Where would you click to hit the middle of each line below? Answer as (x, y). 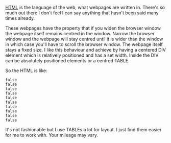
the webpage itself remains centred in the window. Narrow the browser (80, 33)
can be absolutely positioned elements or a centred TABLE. (68, 61)
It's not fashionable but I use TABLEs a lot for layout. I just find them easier (83, 129)
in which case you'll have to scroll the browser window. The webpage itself (84, 44)
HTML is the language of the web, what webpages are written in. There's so (85, 7)
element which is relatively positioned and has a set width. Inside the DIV (82, 55)
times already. (20, 18)
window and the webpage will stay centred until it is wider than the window (84, 39)
